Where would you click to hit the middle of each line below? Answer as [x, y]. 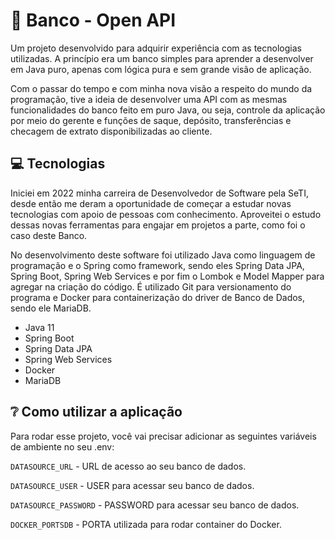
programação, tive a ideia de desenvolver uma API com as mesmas [149, 99]
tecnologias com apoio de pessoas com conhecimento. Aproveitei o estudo [166, 214]
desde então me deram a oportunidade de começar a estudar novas [151, 203]
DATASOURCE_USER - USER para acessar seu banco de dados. [132, 485]
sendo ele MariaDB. [51, 308]
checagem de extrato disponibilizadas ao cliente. [111, 131]
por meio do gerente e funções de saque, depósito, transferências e [151, 120]
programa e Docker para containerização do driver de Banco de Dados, [158, 297]
